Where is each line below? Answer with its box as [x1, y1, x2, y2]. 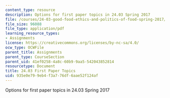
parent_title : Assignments [5, 50, 62, 55]
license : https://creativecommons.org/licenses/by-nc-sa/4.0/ [5, 40, 139, 45]
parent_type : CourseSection [5, 54, 65, 60]
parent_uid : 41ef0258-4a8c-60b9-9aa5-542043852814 [5, 59, 114, 64]
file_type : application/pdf [5, 26, 65, 31]
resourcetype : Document [5, 64, 56, 69]
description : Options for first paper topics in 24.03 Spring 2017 [5, 12, 151, 17]
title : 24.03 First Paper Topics [5, 69, 76, 74]
